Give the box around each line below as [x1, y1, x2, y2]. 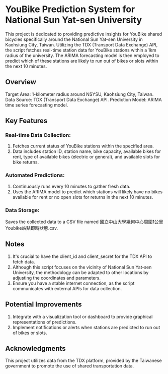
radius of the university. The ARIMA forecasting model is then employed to [5, 52, 159, 59]
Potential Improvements [5, 300, 82, 309]
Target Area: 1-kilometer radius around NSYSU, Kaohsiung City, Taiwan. [5, 91, 154, 97]
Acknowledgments [5, 344, 66, 353]
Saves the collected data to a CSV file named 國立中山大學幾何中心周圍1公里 [5, 219, 163, 225]
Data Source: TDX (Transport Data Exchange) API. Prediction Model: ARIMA [5, 96, 162, 102]
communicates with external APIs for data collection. [12, 285, 122, 291]
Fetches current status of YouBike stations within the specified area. [12, 143, 154, 149]
